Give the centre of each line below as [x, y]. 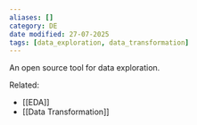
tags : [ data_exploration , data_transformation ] [99, 42]
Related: [25, 85]
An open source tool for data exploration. [85, 68]
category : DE [33, 26]
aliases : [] [31, 17]
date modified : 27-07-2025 [59, 34]
